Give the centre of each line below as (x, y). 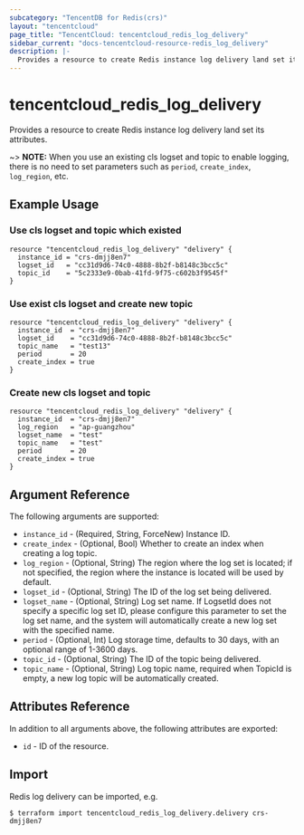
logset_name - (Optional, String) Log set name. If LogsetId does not (147, 601)
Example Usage (54, 205)
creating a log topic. (60, 553)
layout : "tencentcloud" (54, 26)
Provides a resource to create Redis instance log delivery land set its (137, 130)
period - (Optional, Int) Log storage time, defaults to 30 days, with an (151, 640)
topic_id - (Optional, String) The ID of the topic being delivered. (142, 659)
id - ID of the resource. (66, 746)
